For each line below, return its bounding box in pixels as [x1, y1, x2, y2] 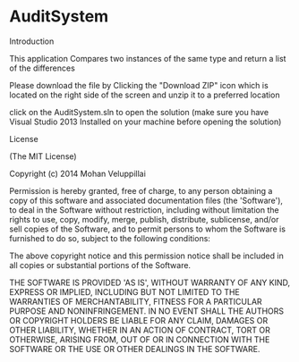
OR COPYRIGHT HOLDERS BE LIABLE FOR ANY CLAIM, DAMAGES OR [9, 315, 269, 325]
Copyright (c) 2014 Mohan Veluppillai [9, 168, 146, 179]
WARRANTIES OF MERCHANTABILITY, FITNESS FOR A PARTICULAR [9, 296, 262, 307]
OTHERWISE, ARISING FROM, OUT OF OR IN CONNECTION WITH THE [9, 333, 270, 345]
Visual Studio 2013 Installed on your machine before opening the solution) [9, 116, 282, 127]
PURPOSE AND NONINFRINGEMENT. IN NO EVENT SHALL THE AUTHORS [9, 306, 285, 316]
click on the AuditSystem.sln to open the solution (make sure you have [9, 106, 269, 117]
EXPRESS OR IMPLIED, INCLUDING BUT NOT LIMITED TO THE [9, 286, 240, 297]
